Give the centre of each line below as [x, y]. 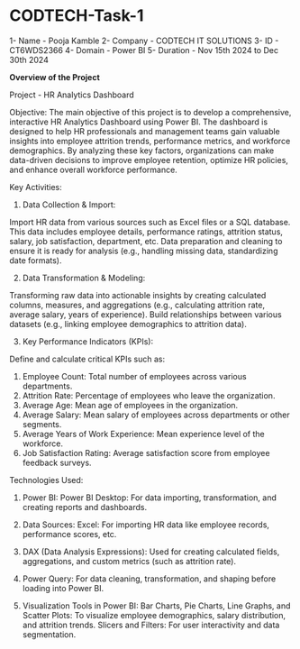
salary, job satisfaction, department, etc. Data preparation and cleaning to [146, 241]
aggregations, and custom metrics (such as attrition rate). [129, 561]
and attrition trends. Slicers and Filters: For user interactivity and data [151, 625]
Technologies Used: [46, 480]
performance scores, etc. [69, 534]
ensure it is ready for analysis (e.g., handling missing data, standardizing [144, 251]
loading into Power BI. [63, 588]
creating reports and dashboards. [84, 507]
